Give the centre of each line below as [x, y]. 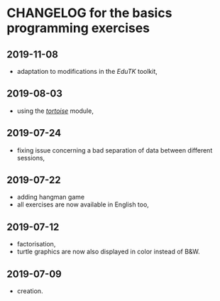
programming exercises [78, 28]
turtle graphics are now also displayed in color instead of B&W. [108, 252]
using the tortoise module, [55, 111]
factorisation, [36, 244]
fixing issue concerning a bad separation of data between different [115, 150]
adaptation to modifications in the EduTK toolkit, [87, 71]
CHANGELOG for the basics [89, 13]
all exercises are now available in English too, [83, 204]
